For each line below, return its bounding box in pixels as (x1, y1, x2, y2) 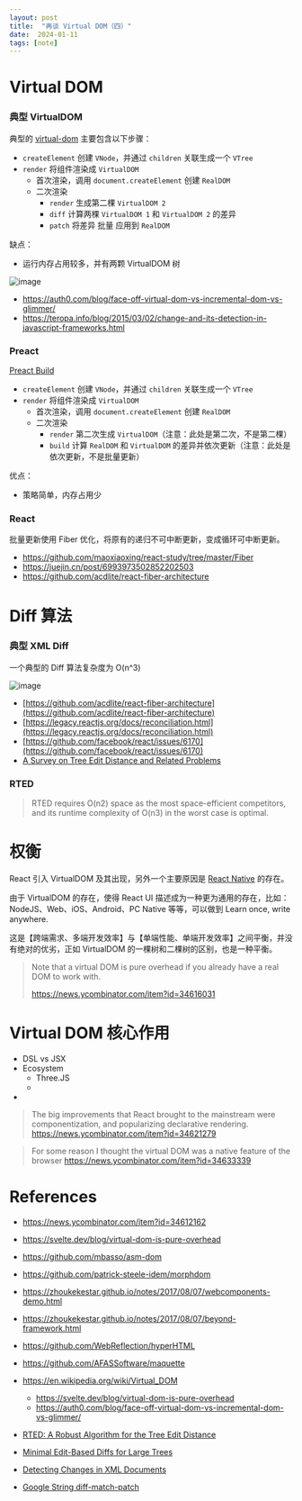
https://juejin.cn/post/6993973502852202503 (22, 562, 194, 573)
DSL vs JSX (22, 1053, 67, 1063)
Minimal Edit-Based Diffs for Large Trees (22, 1446, 173, 1457)
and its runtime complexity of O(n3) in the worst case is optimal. (31, 808, 270, 818)
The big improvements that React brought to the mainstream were (31, 1108, 276, 1119)
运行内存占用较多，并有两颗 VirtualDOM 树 (22, 258, 181, 268)
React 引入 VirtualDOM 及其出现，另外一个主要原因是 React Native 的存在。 (9, 873, 289, 884)
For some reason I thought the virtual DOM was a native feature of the (31, 1145, 290, 1156)
